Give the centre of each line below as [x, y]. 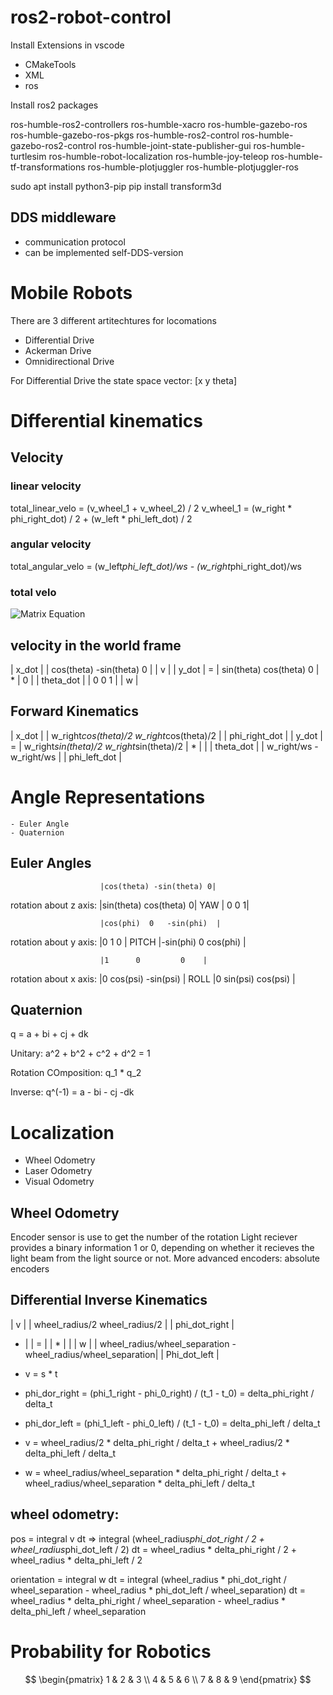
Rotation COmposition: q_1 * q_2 [76, 1073]
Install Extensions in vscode [67, 45]
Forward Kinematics [74, 711]
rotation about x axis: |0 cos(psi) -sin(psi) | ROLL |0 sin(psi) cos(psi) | [153, 978]
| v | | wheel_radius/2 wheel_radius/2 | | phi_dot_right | [122, 1324]
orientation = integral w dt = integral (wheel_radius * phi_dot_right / [148, 1579]
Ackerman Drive [58, 350]
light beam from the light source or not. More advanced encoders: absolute [165, 1258]
